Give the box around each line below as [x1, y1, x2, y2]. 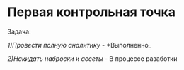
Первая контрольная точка [7, 4, 176, 20]
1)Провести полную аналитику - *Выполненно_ [7, 41, 151, 49]
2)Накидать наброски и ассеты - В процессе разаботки [7, 54, 178, 63]
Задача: [7, 27, 31, 36]
